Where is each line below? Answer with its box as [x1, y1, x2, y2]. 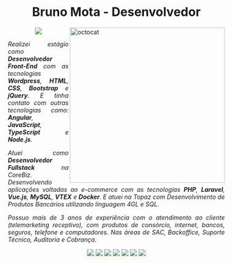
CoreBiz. [8, 171, 33, 179]
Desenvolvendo [8, 177, 52, 186]
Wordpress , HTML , [8, 77, 69, 85]
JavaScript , [8, 120, 42, 128]
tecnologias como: [8, 106, 69, 114]
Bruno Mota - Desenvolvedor [32, 4, 201, 20]
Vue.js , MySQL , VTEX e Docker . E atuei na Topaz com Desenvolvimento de [8, 193, 225, 201]
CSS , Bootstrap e [8, 84, 70, 92]
